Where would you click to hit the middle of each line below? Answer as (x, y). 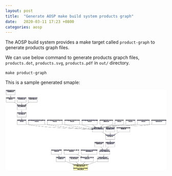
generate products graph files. (37, 48)
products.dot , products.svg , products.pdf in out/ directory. (68, 63)
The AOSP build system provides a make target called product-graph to (80, 42)
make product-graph (26, 73)
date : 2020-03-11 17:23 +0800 (40, 21)
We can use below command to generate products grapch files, (72, 58)
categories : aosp (24, 27)
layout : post (19, 11)
